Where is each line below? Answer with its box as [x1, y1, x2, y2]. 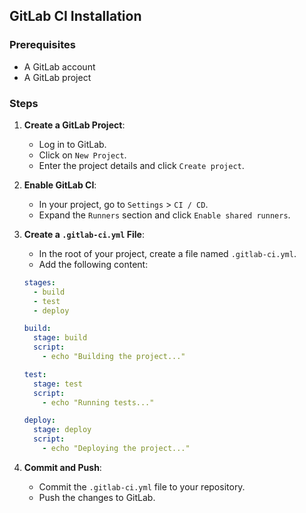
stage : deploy [33, 425, 92, 435]
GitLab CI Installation [9, 8, 142, 25]
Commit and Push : [23, 461, 102, 473]
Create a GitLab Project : [23, 119, 126, 131]
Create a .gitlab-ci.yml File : [23, 228, 145, 240]
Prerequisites [9, 38, 76, 52]
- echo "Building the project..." [42, 352, 186, 362]
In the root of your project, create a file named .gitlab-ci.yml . [38, 247, 297, 259]
